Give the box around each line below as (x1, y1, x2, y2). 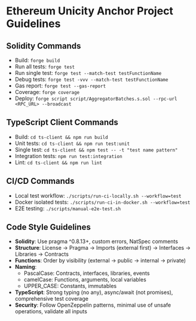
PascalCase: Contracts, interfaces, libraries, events (23, 269, 150, 277)
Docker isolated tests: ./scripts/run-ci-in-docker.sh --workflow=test (14, 198, 191, 205)
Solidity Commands (6, 41, 81, 51)
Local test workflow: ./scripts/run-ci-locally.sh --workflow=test (14, 192, 182, 199)
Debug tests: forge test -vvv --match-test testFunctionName (14, 76, 169, 83)
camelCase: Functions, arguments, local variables (23, 276, 146, 283)
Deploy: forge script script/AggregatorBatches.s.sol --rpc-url (14, 95, 177, 102)
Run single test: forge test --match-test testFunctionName (14, 69, 162, 76)
